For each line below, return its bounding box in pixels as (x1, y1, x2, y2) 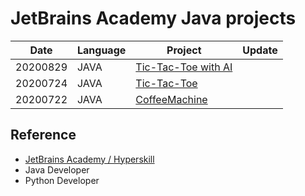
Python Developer (24, 174, 100, 186)
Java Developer (24, 163, 90, 176)
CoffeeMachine (135, 92, 208, 106)
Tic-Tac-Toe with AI (135, 60, 233, 74)
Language (77, 43, 127, 57)
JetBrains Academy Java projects (10, 7, 297, 30)
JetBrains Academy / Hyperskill (24, 153, 155, 165)
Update (242, 43, 278, 57)
